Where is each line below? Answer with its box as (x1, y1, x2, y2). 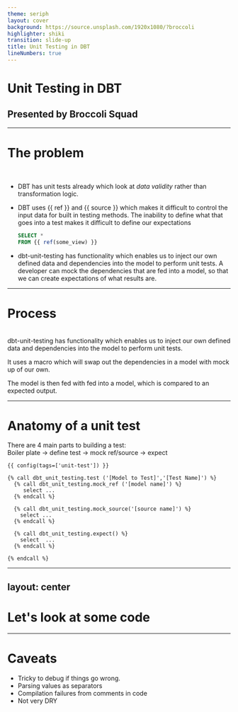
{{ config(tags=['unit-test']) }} (7, 462, 110, 469)
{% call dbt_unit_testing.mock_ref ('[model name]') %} (13, 481, 182, 488)
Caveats (7, 650, 57, 666)
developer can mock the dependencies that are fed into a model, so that (17, 266, 229, 275)
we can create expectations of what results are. (17, 274, 157, 282)
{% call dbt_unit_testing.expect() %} (13, 530, 129, 538)
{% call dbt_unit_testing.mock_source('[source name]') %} (13, 505, 192, 513)
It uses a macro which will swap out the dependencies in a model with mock (7, 357, 229, 366)
